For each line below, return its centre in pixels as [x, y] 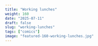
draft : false [18, 23]
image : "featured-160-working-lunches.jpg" [49, 36]
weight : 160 [17, 14]
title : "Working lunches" [31, 9]
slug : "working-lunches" [30, 27]
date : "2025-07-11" [25, 18]
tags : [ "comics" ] [22, 32]
